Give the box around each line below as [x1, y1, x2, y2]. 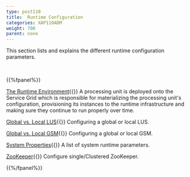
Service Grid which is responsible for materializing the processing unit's [6, 94, 182, 102]
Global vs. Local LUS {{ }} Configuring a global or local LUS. [6, 118, 150, 125]
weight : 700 [6, 25, 36, 31]
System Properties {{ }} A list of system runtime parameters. [6, 141, 150, 148]
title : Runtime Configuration [6, 14, 83, 20]
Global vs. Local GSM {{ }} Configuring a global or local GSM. [6, 130, 153, 137]
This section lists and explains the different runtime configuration [6, 47, 165, 54]
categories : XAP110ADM [6, 20, 62, 26]
